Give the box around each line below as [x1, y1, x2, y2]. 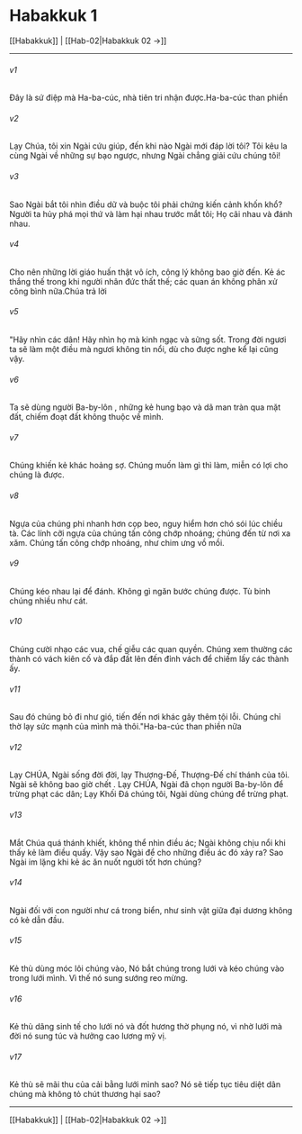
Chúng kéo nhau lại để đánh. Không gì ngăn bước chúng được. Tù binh [9, 585, 271, 596]
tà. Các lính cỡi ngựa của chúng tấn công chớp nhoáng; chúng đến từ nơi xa [9, 528, 291, 539]
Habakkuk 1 [9, 5, 98, 26]
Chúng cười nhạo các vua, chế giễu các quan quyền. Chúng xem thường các [9, 643, 294, 654]
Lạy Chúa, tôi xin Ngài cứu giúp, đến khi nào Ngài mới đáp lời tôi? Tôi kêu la [9, 141, 288, 151]
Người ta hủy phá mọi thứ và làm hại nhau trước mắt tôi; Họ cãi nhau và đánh [9, 208, 293, 219]
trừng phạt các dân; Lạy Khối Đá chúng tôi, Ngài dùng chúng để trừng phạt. [9, 789, 289, 800]
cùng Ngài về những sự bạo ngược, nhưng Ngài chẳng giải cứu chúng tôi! [9, 150, 281, 161]
